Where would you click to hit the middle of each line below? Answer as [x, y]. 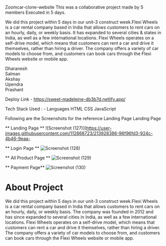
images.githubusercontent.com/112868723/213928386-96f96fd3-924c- [79, 133]
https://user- [99, 128]
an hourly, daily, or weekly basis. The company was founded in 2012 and [79, 212]
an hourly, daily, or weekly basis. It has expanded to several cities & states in [83, 32]
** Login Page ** [22, 148]
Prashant [14, 90]
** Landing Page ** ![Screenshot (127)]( [46, 128]
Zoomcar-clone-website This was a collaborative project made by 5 [74, 7]
